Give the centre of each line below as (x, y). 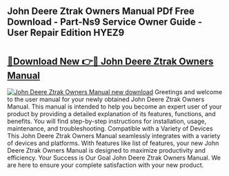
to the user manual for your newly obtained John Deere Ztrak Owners (106, 99)
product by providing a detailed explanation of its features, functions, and (111, 114)
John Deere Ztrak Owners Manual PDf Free (101, 11)
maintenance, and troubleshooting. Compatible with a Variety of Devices (110, 129)
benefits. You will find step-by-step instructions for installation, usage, (107, 121)
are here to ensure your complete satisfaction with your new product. (106, 165)
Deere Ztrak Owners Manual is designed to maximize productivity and (106, 150)
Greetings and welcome (189, 92)
